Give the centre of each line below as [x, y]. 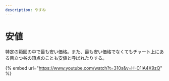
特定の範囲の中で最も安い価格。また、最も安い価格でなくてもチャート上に [82, 52]
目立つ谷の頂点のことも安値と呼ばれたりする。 [58, 58]
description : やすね [26, 10]
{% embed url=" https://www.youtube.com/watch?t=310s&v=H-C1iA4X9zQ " [84, 68]
